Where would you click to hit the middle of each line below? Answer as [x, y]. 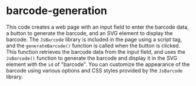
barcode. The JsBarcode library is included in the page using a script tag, [94, 39]
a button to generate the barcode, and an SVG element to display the [89, 33]
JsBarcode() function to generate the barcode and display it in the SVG [92, 58]
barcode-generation [57, 11]
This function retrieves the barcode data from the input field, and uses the [96, 51]
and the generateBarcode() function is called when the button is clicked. [93, 46]
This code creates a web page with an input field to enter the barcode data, [98, 27]
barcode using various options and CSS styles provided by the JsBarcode [94, 70]
